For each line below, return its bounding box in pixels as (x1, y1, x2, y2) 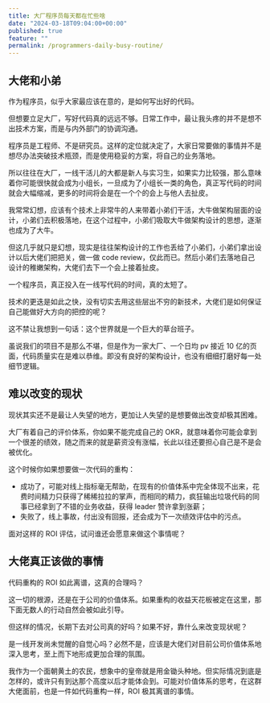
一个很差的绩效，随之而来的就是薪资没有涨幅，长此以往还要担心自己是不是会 (8, 436, 262, 447)
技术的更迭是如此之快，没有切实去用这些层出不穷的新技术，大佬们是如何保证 (8, 296, 262, 306)
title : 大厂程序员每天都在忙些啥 (8, 11, 106, 20)
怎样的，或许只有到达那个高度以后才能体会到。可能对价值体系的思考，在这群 (8, 676, 262, 685)
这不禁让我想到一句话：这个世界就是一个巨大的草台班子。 (8, 324, 198, 333)
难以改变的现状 (8, 387, 83, 401)
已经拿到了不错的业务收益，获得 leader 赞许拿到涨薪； (27, 501, 207, 511)
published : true (8, 27, 63, 35)
